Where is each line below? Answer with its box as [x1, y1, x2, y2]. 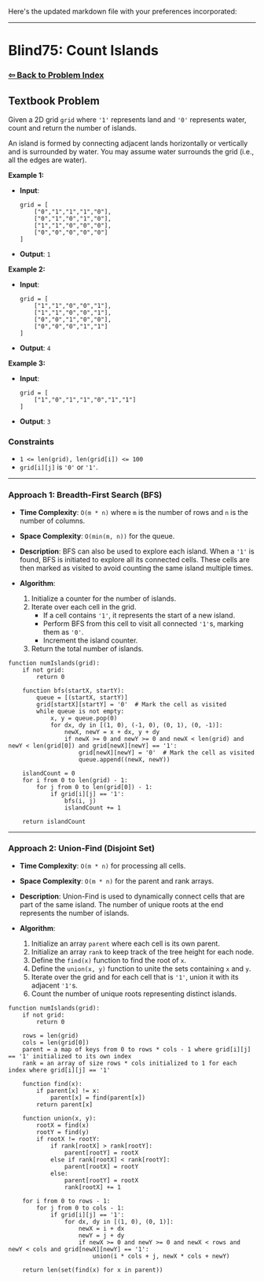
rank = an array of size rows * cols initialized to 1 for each [22, 1059, 237, 1067]
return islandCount [22, 817, 86, 825]
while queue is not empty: [36, 707, 125, 715]
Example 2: [8, 264, 46, 274]
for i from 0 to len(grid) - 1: [22, 776, 128, 784]
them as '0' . [42, 627, 84, 636]
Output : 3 [19, 417, 51, 426]
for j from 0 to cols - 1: [36, 1204, 125, 1212]
